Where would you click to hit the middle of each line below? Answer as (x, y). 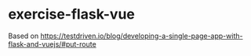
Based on (24, 36)
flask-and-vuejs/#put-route (52, 44)
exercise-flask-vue (72, 14)
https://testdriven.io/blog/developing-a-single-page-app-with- (142, 36)
